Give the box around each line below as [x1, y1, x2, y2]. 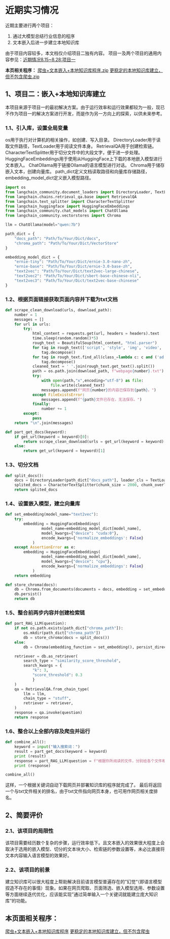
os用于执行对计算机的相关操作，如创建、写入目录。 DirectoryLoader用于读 [5, 137, 161, 143]
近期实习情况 [5, 5, 59, 16]
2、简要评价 [5, 810, 43, 820]
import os [5, 185, 26, 190]
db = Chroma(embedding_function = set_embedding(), [23, 645, 135, 650]
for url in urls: [14, 322, 51, 327]
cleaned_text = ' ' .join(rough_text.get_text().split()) [32, 364, 155, 369]
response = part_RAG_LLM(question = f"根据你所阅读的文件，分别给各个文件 [14, 758, 162, 763]
